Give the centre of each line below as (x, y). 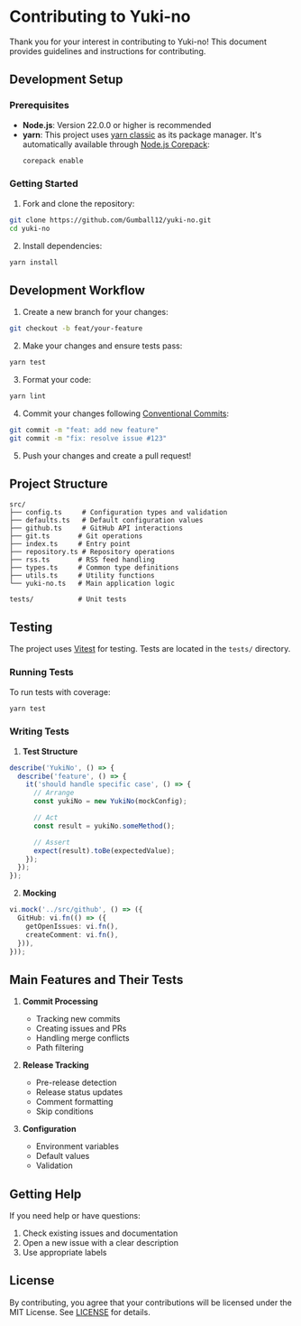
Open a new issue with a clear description (100, 1243)
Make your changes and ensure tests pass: (102, 346)
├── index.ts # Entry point (70, 544)
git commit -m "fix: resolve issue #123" (88, 438)
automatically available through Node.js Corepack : (116, 144)
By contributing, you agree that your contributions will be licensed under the (151, 1303)
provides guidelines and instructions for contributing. (108, 51)
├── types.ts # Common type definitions (94, 568)
